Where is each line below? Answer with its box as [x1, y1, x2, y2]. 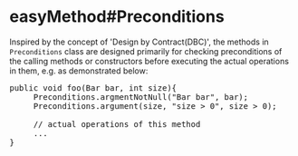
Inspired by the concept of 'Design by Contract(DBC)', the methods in [9, 36, 269, 47]
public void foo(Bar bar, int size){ [9, 83, 178, 93]
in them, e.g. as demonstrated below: [9, 65, 149, 76]
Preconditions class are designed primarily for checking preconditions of [9, 45, 283, 56]
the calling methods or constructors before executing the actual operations [9, 55, 290, 66]
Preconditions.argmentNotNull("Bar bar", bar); [33, 92, 249, 102]
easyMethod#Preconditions [9, 6, 225, 27]
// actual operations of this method [33, 119, 201, 129]
